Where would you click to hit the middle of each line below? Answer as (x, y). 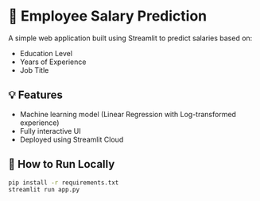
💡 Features (36, 95)
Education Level (46, 53)
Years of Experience (53, 62)
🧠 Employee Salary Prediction (108, 16)
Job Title (34, 70)
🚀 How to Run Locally (62, 164)
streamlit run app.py (44, 190)
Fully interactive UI (50, 131)
